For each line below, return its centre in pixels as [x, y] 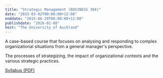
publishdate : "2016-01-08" [32, 23]
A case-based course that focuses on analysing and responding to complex [81, 41]
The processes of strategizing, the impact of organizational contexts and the [82, 56]
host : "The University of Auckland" [42, 28]
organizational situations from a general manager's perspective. [69, 47]
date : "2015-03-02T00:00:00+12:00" [41, 14]
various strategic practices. [32, 61]
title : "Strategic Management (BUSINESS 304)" [53, 9]
